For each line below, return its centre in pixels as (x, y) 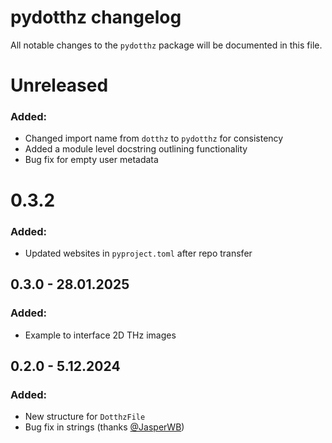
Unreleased (59, 85)
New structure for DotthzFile (85, 417)
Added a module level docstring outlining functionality (136, 149)
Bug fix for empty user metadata (91, 160)
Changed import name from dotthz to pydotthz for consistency (154, 138)
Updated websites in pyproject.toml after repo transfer (138, 253)
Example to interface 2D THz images (100, 335)
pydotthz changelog (96, 17)
